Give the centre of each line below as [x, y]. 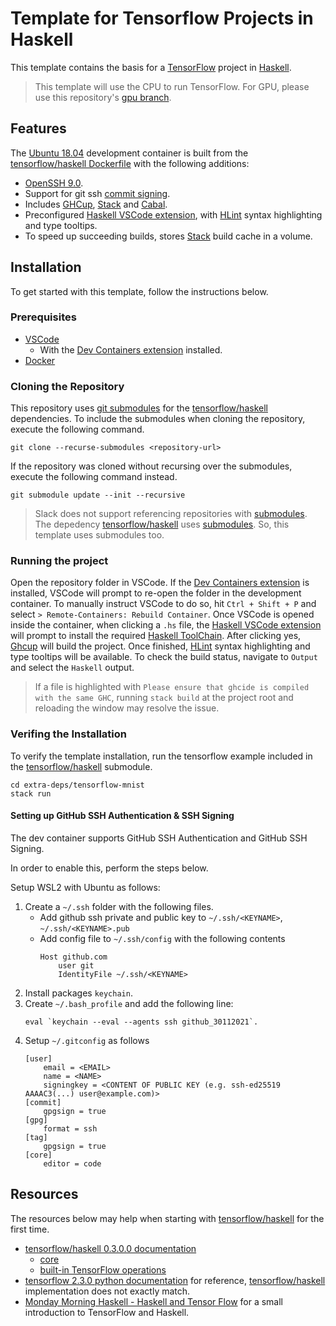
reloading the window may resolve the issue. [127, 708]
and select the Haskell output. [72, 668]
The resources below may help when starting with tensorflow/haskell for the [167, 1218]
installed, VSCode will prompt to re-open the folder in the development [156, 593]
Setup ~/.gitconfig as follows [87, 1040]
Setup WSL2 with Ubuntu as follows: [85, 887]
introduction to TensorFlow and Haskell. [107, 1312]
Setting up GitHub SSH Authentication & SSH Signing [122, 816]
